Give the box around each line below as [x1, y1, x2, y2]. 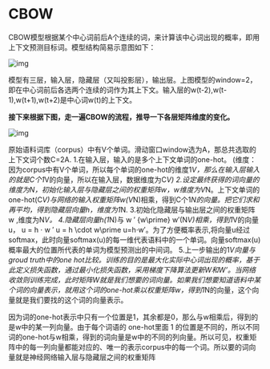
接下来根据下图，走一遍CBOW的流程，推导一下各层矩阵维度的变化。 [8, 112, 235, 121]
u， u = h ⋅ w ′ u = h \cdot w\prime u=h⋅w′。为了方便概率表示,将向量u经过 [8, 225, 251, 234]
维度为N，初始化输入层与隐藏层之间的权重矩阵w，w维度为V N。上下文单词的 [8, 184, 260, 194]
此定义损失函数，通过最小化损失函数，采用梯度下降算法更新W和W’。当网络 [8, 265, 256, 274]
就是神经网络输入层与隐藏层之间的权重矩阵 [14, 352, 156, 362]
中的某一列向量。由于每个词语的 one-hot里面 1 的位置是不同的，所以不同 [21, 322, 260, 331]
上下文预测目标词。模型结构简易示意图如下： [8, 42, 156, 52]
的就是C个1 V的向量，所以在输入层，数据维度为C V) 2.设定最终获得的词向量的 [8, 174, 260, 184]
